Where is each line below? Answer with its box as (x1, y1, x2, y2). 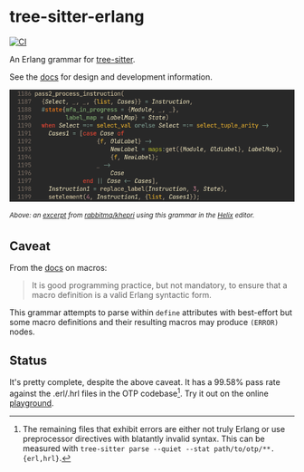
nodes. (9, 326, 35, 337)
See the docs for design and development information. (9, 71, 213, 82)
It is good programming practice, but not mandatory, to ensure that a (31, 280, 288, 291)
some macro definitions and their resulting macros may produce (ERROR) (9, 317, 279, 328)
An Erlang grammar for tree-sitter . (9, 53, 136, 64)
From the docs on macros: (9, 263, 108, 274)
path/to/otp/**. (214, 444, 275, 454)
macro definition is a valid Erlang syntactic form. (31, 290, 213, 301)
